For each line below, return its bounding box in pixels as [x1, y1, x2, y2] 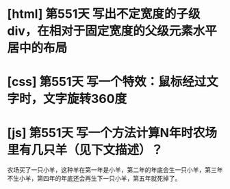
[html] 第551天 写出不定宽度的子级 [7, 6, 201, 22]
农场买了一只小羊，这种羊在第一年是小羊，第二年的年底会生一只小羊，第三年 [7, 166, 223, 174]
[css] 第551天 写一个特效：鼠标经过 [7, 74, 207, 89]
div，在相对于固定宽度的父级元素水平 [7, 23, 218, 39]
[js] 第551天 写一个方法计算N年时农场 [7, 125, 218, 141]
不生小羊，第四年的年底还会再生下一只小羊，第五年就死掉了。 [7, 175, 181, 183]
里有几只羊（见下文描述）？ [7, 142, 164, 158]
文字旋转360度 [43, 91, 127, 106]
